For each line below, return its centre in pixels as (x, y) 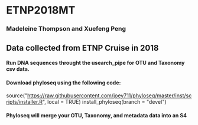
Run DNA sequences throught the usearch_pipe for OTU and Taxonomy (95, 63)
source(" (17, 96)
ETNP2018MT (41, 10)
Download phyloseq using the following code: (64, 83)
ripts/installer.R (25, 102)
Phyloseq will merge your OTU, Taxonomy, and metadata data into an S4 (97, 115)
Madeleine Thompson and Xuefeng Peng (66, 29)
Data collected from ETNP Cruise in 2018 (82, 48)
